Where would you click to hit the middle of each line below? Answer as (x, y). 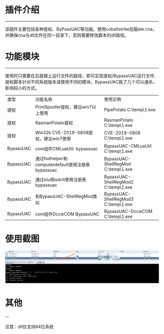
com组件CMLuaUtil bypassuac (66, 148)
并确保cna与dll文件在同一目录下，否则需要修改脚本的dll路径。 (67, 35)
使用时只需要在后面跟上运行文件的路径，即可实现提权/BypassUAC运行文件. (81, 76)
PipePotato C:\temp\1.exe (130, 110)
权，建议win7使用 (53, 139)
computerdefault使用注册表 (62, 165)
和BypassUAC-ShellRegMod (64, 196)
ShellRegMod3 (119, 199)
